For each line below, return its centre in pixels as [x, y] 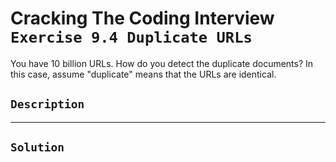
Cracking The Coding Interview [142, 18]
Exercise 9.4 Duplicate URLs [131, 37]
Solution [37, 147]
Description [47, 104]
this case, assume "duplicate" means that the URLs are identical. [143, 74]
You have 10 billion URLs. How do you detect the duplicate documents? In [162, 63]
